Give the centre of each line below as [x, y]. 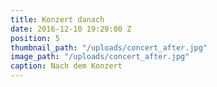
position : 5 [35, 38]
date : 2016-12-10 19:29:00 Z [71, 29]
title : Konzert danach [57, 19]
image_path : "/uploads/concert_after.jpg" [100, 57]
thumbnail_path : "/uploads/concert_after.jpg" [109, 47]
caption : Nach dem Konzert [66, 66]
